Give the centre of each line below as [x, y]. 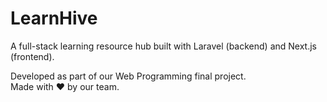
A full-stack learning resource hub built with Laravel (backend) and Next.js [163, 46]
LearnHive [54, 18]
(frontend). [32, 56]
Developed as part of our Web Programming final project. [128, 76]
